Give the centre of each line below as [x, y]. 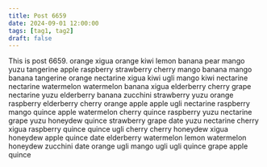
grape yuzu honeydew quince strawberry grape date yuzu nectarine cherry [134, 120]
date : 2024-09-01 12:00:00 [54, 23]
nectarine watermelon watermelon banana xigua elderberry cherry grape [130, 87]
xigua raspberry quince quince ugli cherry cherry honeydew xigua [118, 129]
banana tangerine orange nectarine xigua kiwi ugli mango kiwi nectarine [128, 78]
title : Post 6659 [38, 16]
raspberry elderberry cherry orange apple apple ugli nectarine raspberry [129, 104]
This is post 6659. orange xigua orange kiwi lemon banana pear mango [127, 61]
